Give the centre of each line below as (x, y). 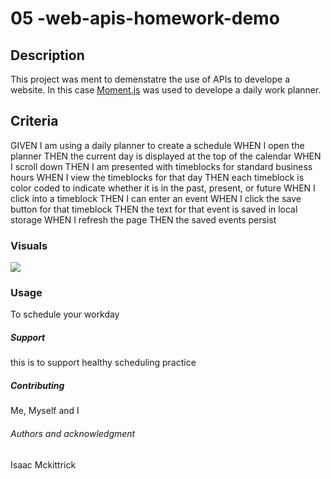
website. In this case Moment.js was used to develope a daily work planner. (166, 90)
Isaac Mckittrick (43, 464)
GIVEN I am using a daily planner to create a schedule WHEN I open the (157, 145)
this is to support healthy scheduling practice (103, 363)
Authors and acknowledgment (73, 433)
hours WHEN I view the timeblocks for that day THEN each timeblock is (157, 177)
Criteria (34, 121)
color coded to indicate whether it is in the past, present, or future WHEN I (163, 188)
